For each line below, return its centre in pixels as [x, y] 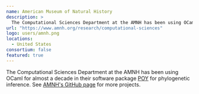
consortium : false [29, 50]
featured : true [25, 55]
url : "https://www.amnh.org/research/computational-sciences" [84, 28]
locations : [20, 39]
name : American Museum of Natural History [59, 11]
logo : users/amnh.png [33, 33]
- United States [31, 45]
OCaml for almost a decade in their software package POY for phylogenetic [98, 78]
